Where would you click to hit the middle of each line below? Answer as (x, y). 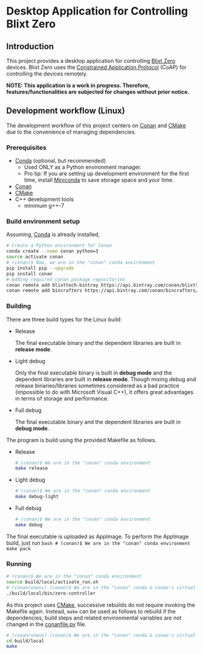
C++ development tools (44, 199)
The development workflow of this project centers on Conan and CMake (96, 125)
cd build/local (25, 641)
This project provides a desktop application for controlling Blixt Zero (91, 61)
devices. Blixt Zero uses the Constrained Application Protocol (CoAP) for (96, 67)
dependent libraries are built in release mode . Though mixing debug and (105, 379)
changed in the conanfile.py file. (46, 624)
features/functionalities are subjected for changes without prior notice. (98, 92)
